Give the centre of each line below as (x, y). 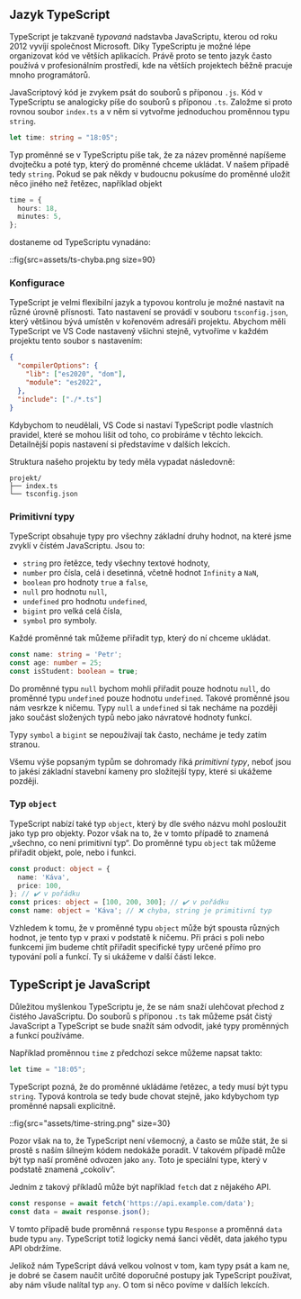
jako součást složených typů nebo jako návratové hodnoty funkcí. (131, 717)
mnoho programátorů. (50, 75)
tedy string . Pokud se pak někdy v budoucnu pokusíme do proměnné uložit (150, 174)
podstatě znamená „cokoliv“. (62, 1169)
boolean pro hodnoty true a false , (85, 582)
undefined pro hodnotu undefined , (85, 601)
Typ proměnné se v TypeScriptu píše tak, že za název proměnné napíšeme (148, 154)
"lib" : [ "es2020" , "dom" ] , (76, 374)
